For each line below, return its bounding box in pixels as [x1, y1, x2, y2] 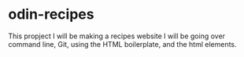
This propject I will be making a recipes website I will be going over [8, 31, 226, 41]
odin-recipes [8, 5, 94, 23]
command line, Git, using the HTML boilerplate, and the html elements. [8, 39, 238, 48]
